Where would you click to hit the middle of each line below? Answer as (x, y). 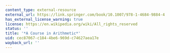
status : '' (17, 29)
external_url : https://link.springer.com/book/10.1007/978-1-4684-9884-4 (85, 15)
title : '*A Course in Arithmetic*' (43, 33)
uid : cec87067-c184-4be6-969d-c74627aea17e (52, 38)
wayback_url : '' (22, 43)
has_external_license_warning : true (44, 19)
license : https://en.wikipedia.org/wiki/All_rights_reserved (72, 24)
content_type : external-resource (41, 10)
